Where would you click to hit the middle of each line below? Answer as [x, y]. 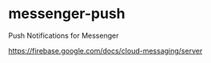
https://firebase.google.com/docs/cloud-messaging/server [105, 50]
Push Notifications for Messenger [64, 35]
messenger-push [67, 14]
